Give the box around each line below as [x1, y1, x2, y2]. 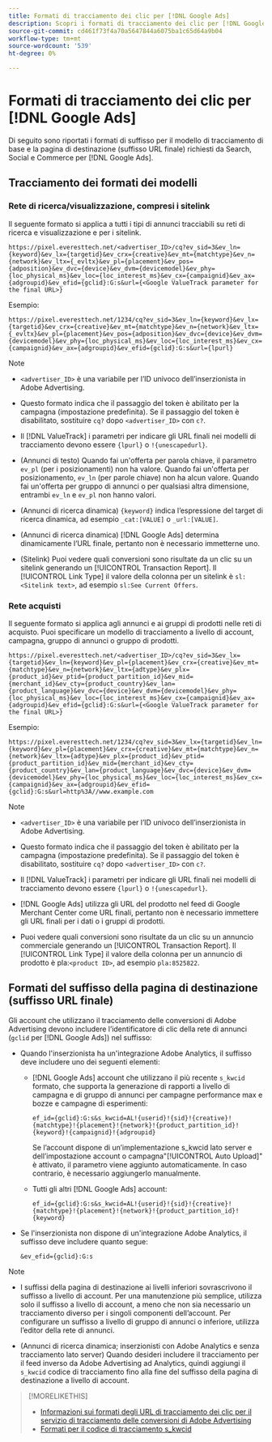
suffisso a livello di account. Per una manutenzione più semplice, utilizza [19, 1291, 262, 1300]
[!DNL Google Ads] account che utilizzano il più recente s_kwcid [32, 1073, 245, 1082]
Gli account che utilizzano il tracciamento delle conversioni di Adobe [8, 1015, 237, 1025]
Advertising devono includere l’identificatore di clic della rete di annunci [8, 1024, 248, 1034]
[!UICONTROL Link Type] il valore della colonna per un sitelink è [19, 571, 233, 581]
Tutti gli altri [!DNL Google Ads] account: [32, 1184, 168, 1193]
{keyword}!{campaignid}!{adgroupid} [32, 1128, 156, 1137]
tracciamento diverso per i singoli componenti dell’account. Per [19, 1308, 232, 1317]
